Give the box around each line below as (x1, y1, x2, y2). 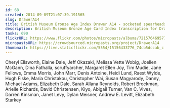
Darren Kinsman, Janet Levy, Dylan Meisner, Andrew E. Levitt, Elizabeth (5, 91, 155, 97)
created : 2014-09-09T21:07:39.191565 (5, 12, 85, 17)
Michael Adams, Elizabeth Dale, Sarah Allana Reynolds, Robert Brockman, (5, 81, 159, 87)
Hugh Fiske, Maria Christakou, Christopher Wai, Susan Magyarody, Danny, (5, 75, 160, 81)
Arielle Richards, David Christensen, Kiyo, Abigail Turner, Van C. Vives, (5, 86, 152, 92)
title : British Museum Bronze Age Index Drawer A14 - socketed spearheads (5, 21, 166, 27)
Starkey (5, 97, 22, 103)
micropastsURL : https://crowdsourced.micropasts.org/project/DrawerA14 (5, 41, 159, 46)
